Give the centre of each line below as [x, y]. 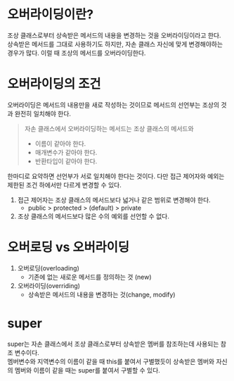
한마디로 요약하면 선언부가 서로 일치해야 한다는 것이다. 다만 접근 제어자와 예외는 [116, 176]
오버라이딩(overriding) [49, 285]
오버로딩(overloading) [48, 268]
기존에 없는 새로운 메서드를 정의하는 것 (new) [90, 277]
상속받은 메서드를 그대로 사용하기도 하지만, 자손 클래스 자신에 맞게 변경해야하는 [115, 44]
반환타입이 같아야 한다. [66, 161]
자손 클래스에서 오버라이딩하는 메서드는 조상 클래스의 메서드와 [109, 128]
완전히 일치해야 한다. [43, 113]
